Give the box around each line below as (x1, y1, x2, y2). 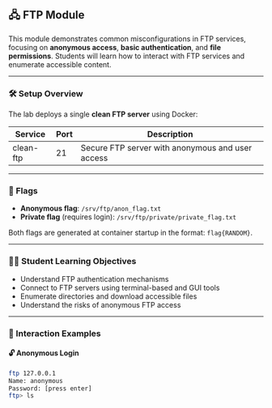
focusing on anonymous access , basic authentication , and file (8, 42, 221, 52)
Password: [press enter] (8, 385, 92, 393)
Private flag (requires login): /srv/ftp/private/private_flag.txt (19, 212, 237, 222)
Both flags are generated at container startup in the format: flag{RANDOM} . (8, 227, 253, 238)
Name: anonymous (8, 376, 63, 385)
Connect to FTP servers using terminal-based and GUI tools (19, 283, 220, 292)
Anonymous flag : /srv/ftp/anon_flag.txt (19, 203, 162, 214)
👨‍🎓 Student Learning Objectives (8, 256, 137, 267)
